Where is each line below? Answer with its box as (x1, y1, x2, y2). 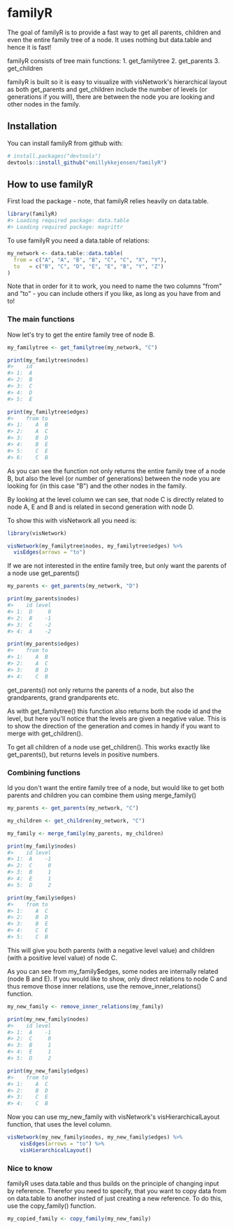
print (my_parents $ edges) (7, 640, 80, 648)
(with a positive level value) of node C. (7, 953, 117, 962)
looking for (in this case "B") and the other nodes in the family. (7, 482, 187, 490)
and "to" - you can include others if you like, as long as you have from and (7, 290, 221, 298)
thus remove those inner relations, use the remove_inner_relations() (7, 982, 202, 990)
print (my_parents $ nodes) (7, 595, 80, 602)
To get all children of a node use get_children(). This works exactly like (7, 742, 211, 751)
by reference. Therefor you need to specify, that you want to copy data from (7, 1187, 227, 1195)
